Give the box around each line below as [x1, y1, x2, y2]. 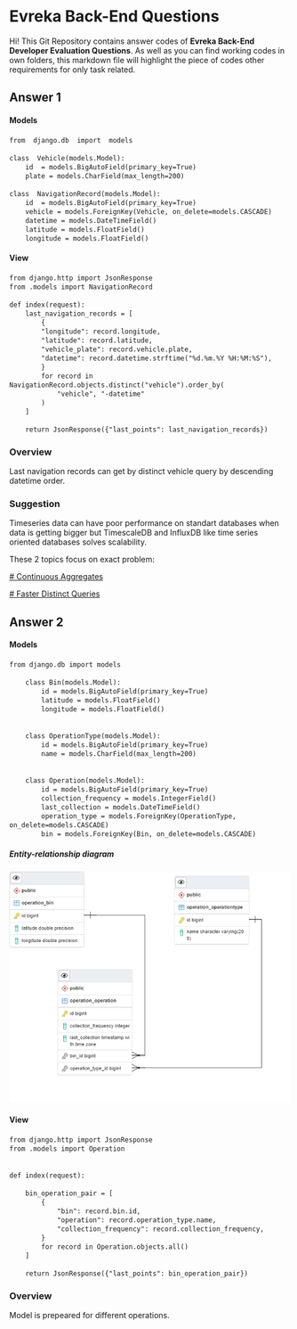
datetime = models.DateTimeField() [25, 216, 157, 225]
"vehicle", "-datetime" [56, 390, 145, 398]
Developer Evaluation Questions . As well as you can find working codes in [9, 45, 285, 55]
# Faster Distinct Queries [9, 588, 100, 599]
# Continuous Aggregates [9, 571, 104, 582]
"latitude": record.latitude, [41, 336, 153, 345]
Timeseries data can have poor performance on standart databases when [9, 518, 280, 529]
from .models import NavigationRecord [9, 283, 153, 291]
